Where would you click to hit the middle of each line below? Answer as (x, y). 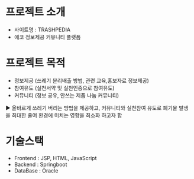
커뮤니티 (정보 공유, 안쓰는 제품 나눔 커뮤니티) (67, 95)
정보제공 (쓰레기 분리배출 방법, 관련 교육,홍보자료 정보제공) (81, 80)
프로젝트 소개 (35, 12)
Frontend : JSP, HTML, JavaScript (55, 158)
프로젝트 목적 (35, 63)
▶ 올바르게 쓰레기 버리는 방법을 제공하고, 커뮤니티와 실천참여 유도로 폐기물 (92, 108)
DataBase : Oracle (36, 170)
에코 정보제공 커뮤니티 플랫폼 (47, 37)
